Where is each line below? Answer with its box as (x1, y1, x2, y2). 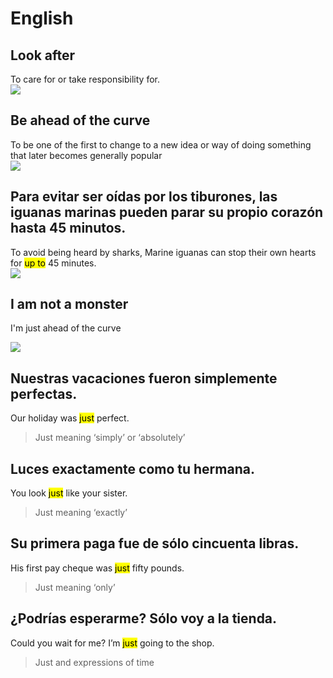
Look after (10, 47, 76, 64)
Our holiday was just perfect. (10, 412, 130, 424)
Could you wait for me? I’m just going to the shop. (10, 637, 215, 649)
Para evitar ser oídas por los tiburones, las (10, 188, 278, 206)
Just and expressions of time (34, 656, 155, 668)
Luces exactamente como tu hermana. (10, 460, 255, 477)
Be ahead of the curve (10, 112, 151, 129)
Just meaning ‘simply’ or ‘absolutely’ (34, 432, 186, 444)
